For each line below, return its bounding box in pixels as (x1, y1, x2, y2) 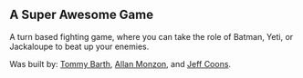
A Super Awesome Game (9, 7, 153, 23)
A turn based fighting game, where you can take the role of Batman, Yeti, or (9, 31, 294, 42)
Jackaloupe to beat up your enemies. (9, 41, 150, 52)
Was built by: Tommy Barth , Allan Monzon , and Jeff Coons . (9, 58, 231, 69)
